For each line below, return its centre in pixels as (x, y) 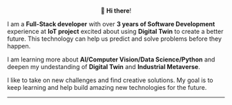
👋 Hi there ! (116, 11)
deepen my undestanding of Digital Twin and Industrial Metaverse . (104, 67)
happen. (19, 46)
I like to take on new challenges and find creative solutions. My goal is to (110, 80)
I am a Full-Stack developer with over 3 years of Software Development (111, 24)
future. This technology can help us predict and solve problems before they (115, 39)
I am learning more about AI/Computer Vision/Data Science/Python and (111, 59)
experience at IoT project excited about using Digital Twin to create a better (115, 31)
